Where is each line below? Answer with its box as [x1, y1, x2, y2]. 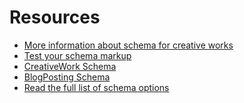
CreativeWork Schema [23, 60, 117, 72]
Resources [9, 6, 101, 29]
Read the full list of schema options [23, 81, 170, 93]
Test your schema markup [23, 49, 132, 61]
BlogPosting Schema [23, 71, 111, 83]
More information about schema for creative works [23, 39, 234, 51]
